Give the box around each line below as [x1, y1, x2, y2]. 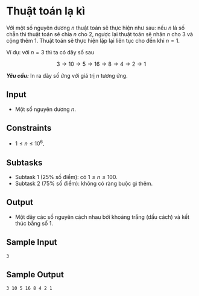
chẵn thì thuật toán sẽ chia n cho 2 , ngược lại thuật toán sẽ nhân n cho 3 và [6, 30, 194, 37]
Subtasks [6, 157, 43, 168]
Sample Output [6, 269, 65, 280]
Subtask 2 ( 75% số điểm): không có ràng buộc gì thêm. [14, 180, 153, 187]
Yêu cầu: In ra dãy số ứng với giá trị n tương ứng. [6, 72, 128, 79]
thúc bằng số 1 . [14, 219, 53, 227]
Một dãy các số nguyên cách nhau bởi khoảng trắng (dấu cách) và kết [14, 213, 190, 221]
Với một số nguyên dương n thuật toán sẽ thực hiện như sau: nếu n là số [6, 24, 185, 31]
